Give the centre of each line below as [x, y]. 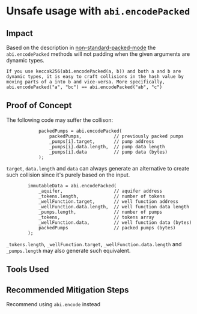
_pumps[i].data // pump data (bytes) [108, 152]
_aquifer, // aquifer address [100, 191]
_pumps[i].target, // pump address [102, 141]
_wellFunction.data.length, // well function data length [114, 207]
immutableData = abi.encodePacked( [72, 186]
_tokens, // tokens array [96, 217]
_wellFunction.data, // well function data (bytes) [115, 222]
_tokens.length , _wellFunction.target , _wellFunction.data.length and [94, 244]
